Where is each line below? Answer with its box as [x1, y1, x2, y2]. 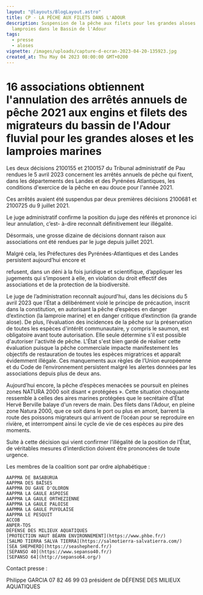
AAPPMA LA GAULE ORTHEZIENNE [6, 496, 80, 502]
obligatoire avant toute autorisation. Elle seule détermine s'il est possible [6, 331, 187, 338]
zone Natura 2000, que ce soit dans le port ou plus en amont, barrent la [6, 407, 185, 415]
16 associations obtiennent [6, 80, 145, 94]
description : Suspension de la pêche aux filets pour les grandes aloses [6, 20, 196, 26]
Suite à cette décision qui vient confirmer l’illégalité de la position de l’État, [6, 438, 192, 445]
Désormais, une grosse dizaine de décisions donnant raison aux [6, 231, 166, 239]
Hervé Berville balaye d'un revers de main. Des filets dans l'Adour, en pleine [6, 401, 195, 408]
